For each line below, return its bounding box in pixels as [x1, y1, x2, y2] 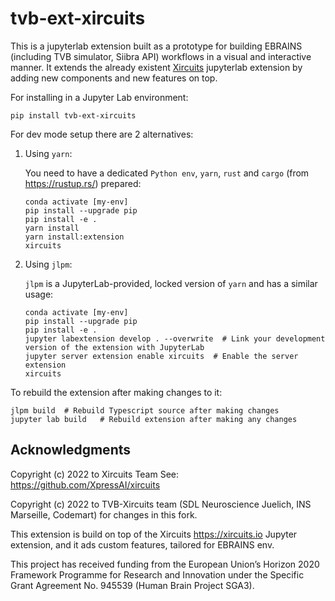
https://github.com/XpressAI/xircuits [10, 478, 161, 491]
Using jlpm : [24, 258, 73, 270]
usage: [24, 288, 54, 300]
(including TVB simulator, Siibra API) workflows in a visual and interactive [10, 50, 312, 62]
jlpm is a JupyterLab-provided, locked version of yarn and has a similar [24, 277, 318, 289]
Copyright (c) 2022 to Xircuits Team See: [10, 468, 180, 480]
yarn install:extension [24, 232, 125, 242]
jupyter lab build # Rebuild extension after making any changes [10, 414, 298, 424]
